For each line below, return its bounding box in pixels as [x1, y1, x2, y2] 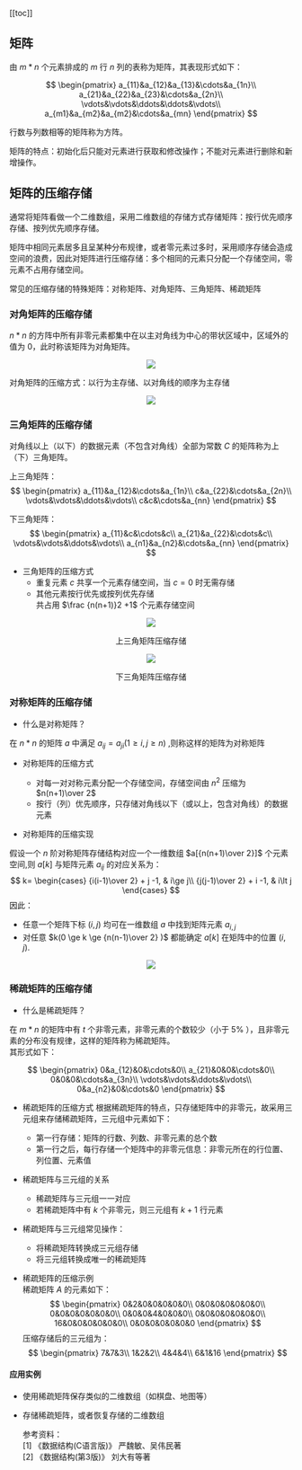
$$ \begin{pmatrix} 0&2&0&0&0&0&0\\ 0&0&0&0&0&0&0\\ [49, 1298, 266, 1309]
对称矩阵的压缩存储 [9, 696, 93, 709]
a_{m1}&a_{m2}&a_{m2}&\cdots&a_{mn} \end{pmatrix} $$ [44, 108, 258, 119]
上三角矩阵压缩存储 [115, 635, 187, 646]
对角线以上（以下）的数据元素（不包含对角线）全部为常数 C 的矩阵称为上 [9, 440, 280, 452]
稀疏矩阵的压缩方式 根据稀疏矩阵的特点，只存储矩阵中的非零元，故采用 [22, 1102, 285, 1112]
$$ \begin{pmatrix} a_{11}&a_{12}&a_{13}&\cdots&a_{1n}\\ [45, 79, 257, 90]
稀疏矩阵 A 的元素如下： [22, 1284, 112, 1295]
